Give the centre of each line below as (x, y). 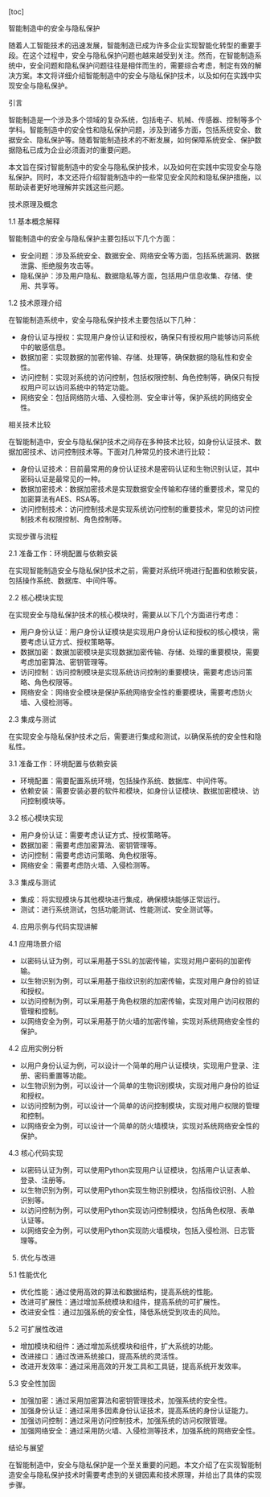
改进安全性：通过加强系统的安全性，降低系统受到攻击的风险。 (122, 1312)
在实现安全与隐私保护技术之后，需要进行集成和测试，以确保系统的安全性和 (131, 736)
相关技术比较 (29, 425)
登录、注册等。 (45, 1180)
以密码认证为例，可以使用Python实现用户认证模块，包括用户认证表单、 (137, 1170)
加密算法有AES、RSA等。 (62, 499)
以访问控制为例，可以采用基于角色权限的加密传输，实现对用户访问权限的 (139, 1001)
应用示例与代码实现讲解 (59, 926)
